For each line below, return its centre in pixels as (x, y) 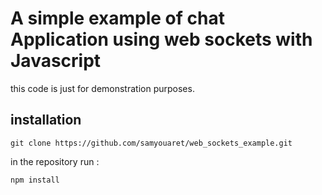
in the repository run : (55, 161)
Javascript (56, 61)
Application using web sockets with (161, 39)
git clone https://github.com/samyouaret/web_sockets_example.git (151, 143)
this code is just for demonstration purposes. (102, 88)
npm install (35, 180)
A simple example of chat (117, 18)
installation (46, 120)
